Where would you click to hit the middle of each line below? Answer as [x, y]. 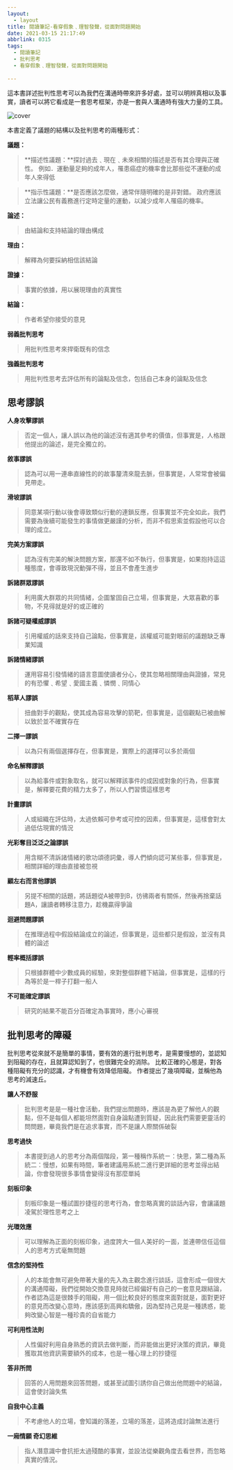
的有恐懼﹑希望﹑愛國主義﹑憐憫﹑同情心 [82, 683]
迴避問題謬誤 [25, 920]
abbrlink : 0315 [29, 40]
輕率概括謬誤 [25, 958]
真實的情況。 [42, 1460]
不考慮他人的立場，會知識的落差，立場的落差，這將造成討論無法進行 [122, 1421]
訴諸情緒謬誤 [25, 659]
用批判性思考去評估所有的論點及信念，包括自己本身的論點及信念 [115, 378]
